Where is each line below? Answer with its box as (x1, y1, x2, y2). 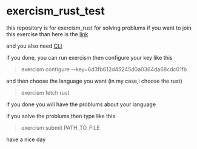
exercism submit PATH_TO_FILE (21, 124, 100, 131)
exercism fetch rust (21, 89, 70, 96)
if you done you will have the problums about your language (6, 101, 156, 108)
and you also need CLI (6, 42, 62, 49)
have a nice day (6, 136, 46, 143)
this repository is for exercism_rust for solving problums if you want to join (6, 24, 192, 31)
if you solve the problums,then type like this (6, 112, 116, 119)
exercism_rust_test (6, 4, 105, 18)
